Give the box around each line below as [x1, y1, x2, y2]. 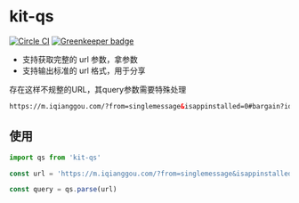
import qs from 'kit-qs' [9, 153, 101, 162]
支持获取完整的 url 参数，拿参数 [21, 53, 138, 64]
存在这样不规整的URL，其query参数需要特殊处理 [9, 84, 187, 94]
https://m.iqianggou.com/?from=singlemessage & [9, 101, 185, 110]
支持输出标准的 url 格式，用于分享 [21, 65, 146, 76]
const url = [9, 169, 53, 178]
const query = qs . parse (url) [9, 185, 117, 194]
